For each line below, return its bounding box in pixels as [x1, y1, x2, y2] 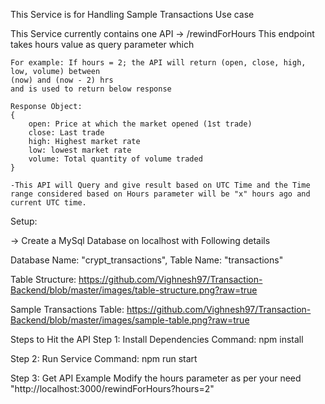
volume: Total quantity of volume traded [28, 154, 203, 164]
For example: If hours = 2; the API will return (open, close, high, [10, 58, 307, 68]
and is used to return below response [10, 84, 172, 94]
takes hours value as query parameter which [10, 39, 195, 50]
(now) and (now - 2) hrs [10, 75, 114, 85]
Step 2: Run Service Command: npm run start [10, 353, 198, 364]
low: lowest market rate [28, 145, 132, 155]
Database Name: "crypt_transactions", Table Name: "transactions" [10, 254, 284, 266]
